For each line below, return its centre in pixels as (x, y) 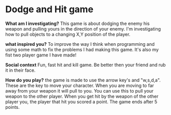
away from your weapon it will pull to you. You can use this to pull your (80, 91)
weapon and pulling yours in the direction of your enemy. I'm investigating (83, 28)
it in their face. (20, 70)
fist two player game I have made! (41, 55)
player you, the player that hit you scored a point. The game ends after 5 (81, 102)
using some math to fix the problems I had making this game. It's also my (82, 49)
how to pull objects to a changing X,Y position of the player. (68, 34)
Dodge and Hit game (49, 9)
